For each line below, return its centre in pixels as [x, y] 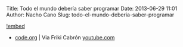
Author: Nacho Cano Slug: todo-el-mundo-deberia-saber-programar [90, 15]
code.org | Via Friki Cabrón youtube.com [65, 37]
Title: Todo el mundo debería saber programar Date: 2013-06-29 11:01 [92, 9]
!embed [15, 26]
